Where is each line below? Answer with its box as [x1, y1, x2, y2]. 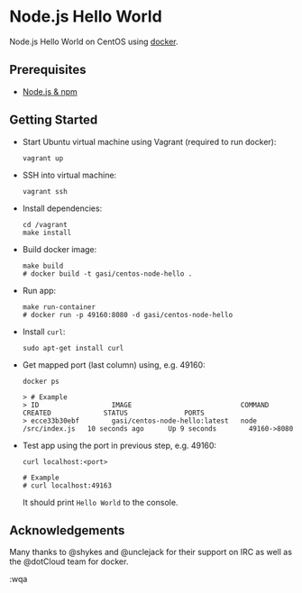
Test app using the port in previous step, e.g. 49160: [22, 440, 217, 451]
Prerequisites [9, 62, 87, 78]
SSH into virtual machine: [22, 169, 117, 180]
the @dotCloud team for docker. [9, 556, 129, 567]
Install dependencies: [22, 203, 103, 214]
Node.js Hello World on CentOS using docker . [9, 36, 178, 47]
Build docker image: [22, 243, 97, 254]
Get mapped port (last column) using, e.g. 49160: [22, 359, 206, 370]
